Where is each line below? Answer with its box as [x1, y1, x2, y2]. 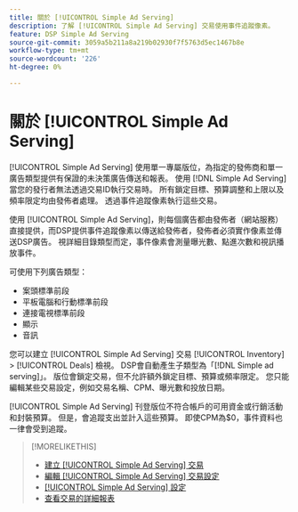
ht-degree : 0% [9, 63, 62, 72]
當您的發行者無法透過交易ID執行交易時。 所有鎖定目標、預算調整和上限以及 [9, 183, 285, 194]
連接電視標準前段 [21, 307, 85, 318]
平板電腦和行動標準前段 [21, 296, 109, 307]
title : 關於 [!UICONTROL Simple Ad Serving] [9, 12, 174, 22]
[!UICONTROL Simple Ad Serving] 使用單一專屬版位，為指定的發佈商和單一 [9, 161, 284, 172]
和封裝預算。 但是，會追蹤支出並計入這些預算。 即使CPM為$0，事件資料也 [9, 411, 283, 423]
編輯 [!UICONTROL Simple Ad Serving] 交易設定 [44, 470, 220, 481]
